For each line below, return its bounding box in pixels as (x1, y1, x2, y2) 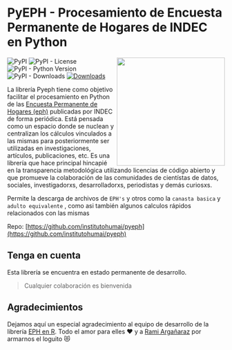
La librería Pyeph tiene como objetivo (7, 85, 113, 93)
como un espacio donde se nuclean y (7, 122, 114, 130)
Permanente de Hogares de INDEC (7, 19, 208, 35)
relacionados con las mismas (7, 209, 90, 217)
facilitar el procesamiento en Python (7, 92, 110, 101)
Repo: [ (7, 222, 28, 230)
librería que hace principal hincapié (7, 158, 108, 167)
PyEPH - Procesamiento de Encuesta (7, 5, 222, 21)
